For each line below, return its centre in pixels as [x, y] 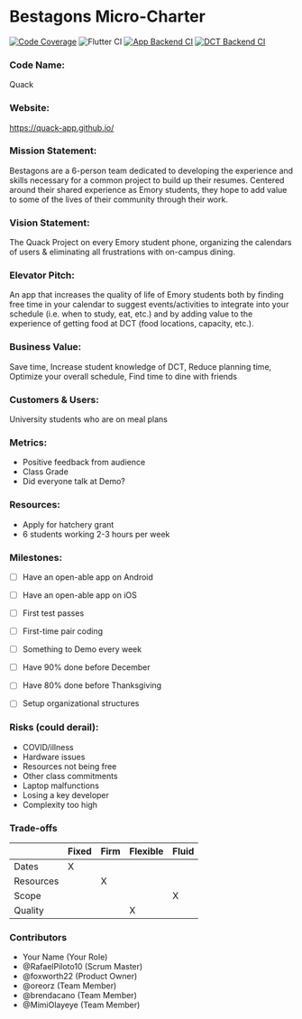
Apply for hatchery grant [68, 524]
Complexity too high [59, 804]
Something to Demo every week [82, 649]
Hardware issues [54, 757]
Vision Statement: [50, 223]
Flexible [146, 851]
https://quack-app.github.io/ [62, 127]
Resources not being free [69, 766]
